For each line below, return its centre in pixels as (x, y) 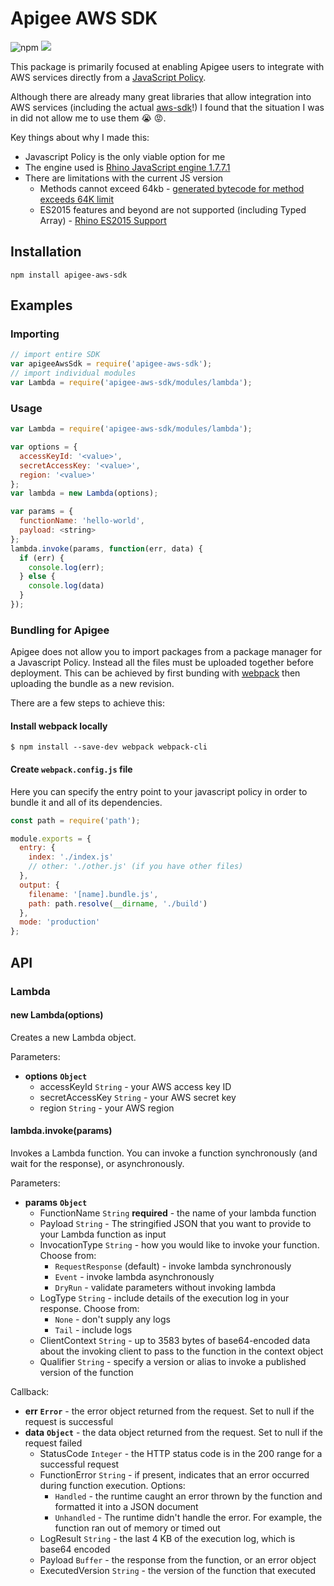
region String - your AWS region (107, 1108)
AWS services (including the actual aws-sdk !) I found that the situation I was (167, 107)
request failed (53, 1443)
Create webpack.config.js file (71, 769)
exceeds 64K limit (77, 199)
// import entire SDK (55, 355)
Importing (35, 334)
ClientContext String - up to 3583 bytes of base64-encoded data (175, 1340)
